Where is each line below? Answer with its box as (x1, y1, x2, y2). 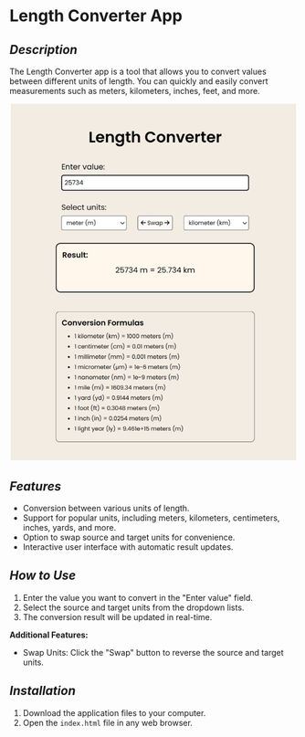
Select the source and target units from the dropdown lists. (22, 602, 245, 613)
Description (9, 42, 78, 58)
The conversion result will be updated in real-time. (22, 611, 213, 622)
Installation (9, 683, 76, 699)
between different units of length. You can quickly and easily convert (9, 76, 268, 87)
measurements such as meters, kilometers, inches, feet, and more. (9, 86, 260, 96)
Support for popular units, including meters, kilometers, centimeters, (22, 512, 280, 523)
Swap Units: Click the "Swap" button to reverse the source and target (22, 647, 285, 658)
